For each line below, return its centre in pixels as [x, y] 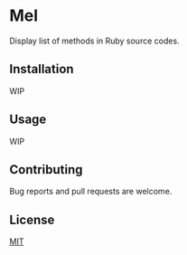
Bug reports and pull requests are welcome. [91, 192]
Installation [42, 69]
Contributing [46, 170]
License [32, 219]
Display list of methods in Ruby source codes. [94, 41]
